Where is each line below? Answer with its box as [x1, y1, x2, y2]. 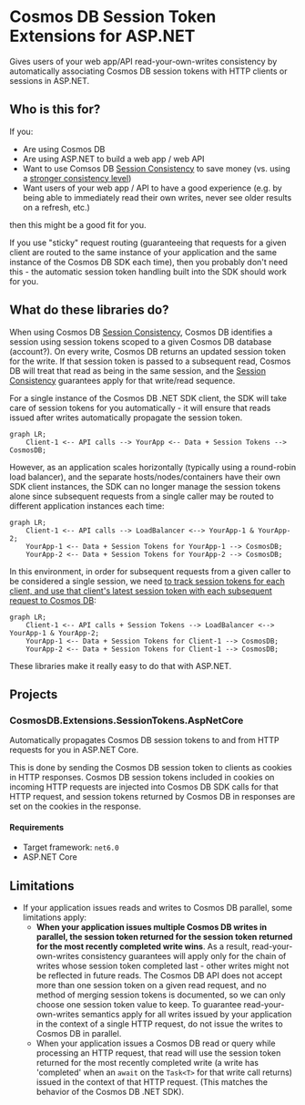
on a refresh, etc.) [22, 201, 91, 212]
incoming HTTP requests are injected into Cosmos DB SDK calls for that [9, 781, 280, 792]
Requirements [9, 821, 65, 832]
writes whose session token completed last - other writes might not [36, 960, 290, 972]
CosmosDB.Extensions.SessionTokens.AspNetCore [9, 714, 244, 727]
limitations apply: [22, 912, 87, 923]
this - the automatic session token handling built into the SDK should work [9, 266, 287, 277]
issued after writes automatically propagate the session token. [9, 412, 243, 423]
